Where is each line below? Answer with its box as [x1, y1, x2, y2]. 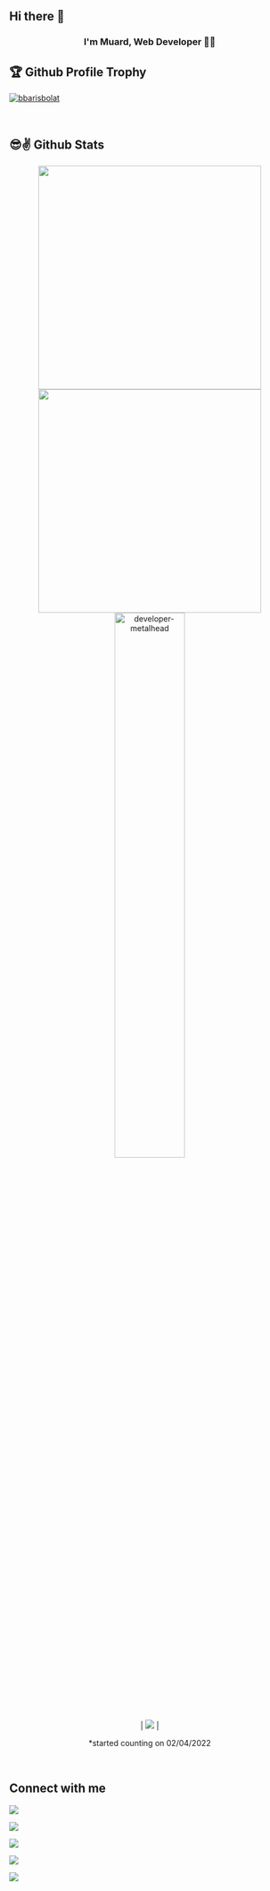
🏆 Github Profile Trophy [9, 64, 147, 80]
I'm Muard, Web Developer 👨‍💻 [83, 36, 217, 48]
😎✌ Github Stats [9, 137, 105, 152]
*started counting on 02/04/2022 [88, 1737, 211, 1748]
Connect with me [9, 1781, 107, 1796]
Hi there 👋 [9, 9, 65, 24]
